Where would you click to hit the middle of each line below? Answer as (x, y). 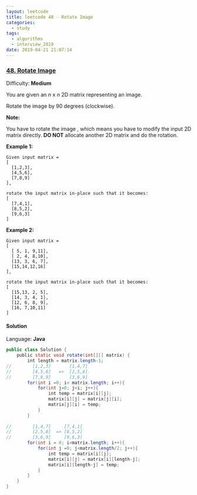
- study (21, 28)
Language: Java (26, 339)
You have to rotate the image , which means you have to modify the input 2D (99, 129)
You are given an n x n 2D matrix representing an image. (74, 95)
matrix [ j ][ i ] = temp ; (74, 404)
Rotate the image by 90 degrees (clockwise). (60, 106)
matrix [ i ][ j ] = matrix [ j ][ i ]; (85, 399)
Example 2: (20, 230)
